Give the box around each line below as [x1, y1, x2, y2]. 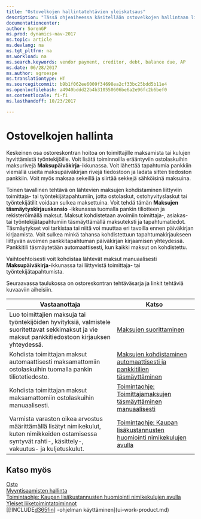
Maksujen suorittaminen [116, 325, 185, 334]
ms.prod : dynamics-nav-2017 [6, 31, 77, 37]
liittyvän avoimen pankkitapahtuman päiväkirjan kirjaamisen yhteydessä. [6, 237, 184, 244]
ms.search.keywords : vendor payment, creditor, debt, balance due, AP [6, 59, 186, 65]
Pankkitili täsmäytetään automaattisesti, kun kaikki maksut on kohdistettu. [6, 244, 187, 251]
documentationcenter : [6, 20, 60, 26]
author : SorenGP [6, 25, 47, 32]
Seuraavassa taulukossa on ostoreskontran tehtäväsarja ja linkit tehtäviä [6, 280, 184, 287]
